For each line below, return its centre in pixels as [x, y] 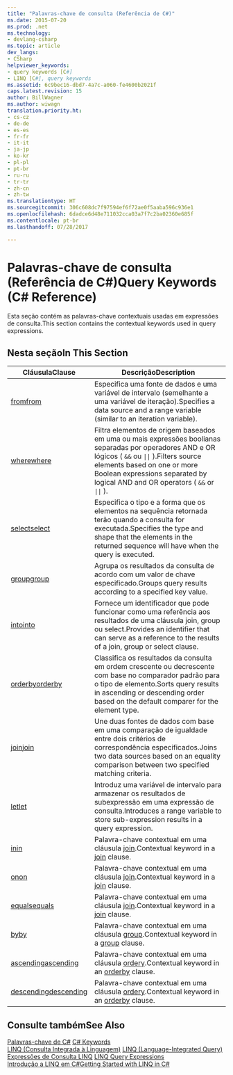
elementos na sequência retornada [151, 511]
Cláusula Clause [49, 373]
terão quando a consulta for [139, 520]
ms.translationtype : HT [42, 201]
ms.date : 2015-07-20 [37, 20]
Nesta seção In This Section [68, 353]
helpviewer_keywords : [38, 65]
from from [26, 402]
